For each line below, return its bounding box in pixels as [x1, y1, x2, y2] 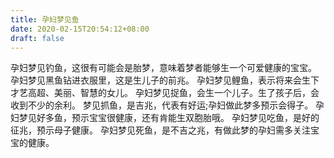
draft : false [10, 33, 65, 43]
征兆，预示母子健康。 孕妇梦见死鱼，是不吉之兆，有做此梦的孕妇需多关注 [10, 124, 311, 136]
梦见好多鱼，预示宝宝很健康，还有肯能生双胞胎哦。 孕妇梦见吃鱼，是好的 [18, 112, 320, 124]
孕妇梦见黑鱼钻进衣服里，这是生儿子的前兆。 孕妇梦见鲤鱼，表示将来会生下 [10, 74, 320, 86]
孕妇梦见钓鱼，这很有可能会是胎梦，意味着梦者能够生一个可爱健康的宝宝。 [10, 62, 317, 74]
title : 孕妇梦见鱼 [10, 14, 80, 25]
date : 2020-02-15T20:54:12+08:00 [10, 24, 150, 34]
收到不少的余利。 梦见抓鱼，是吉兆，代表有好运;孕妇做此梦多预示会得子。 [10, 99, 314, 111]
